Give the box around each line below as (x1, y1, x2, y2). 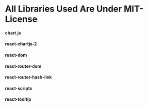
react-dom (5, 52, 27, 58)
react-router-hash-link (5, 74, 52, 80)
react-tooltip (5, 96, 32, 102)
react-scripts (5, 85, 33, 91)
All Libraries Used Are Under (5, 3, 122, 15)
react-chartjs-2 (5, 41, 37, 47)
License (5, 14, 38, 25)
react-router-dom (5, 63, 42, 69)
